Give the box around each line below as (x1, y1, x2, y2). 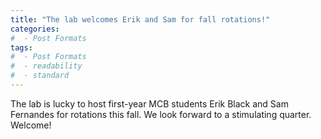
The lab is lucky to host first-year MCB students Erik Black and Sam (10, 97, 289, 110)
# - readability (10, 61, 83, 71)
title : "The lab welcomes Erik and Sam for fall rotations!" (10, 14, 271, 25)
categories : (10, 24, 60, 34)
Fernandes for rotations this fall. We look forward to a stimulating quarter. (10, 108, 312, 120)
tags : (10, 42, 33, 53)
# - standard (10, 71, 70, 81)
